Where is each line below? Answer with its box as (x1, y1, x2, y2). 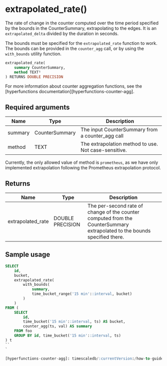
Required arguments (5, 103, 70, 112)
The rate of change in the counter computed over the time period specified (5, 20, 159, 26)
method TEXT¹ (14, 70, 41, 75)
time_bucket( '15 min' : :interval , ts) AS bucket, (23, 319, 126, 324)
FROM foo (14, 329, 32, 334)
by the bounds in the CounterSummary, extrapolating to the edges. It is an (5, 25, 157, 31)
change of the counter (87, 209, 140, 216)
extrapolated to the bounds (87, 228, 151, 235)
